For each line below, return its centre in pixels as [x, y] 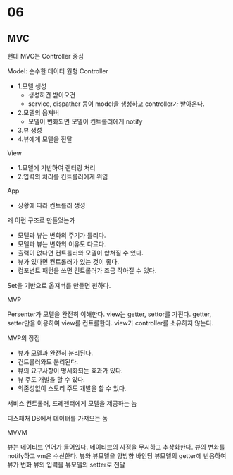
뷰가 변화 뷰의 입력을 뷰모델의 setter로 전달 [66, 464]
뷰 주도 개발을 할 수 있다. [51, 379]
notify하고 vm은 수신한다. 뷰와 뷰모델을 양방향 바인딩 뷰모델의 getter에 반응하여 [117, 456]
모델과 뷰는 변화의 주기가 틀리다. [62, 235]
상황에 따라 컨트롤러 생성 [51, 205]
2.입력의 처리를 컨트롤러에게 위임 [63, 176]
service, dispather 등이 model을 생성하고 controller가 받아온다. [116, 104]
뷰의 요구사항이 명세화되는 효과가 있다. [70, 371]
